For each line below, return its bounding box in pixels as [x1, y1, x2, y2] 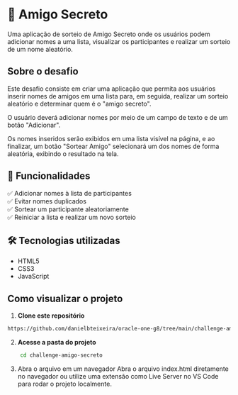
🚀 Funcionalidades [7, 170, 91, 182]
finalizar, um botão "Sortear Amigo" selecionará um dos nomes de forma [7, 142, 220, 150]
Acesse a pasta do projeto [17, 338, 97, 347]
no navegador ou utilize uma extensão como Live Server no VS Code [17, 372, 219, 380]
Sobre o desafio [7, 65, 79, 77]
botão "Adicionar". [7, 121, 61, 129]
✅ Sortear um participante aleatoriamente [7, 205, 129, 213]
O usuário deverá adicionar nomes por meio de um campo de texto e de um [7, 113, 228, 121]
